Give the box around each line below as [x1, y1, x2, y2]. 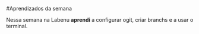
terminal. [6, 23, 28, 29]
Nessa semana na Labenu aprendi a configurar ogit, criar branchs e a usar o [6, 16, 194, 23]
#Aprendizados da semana [6, 5, 72, 12]
